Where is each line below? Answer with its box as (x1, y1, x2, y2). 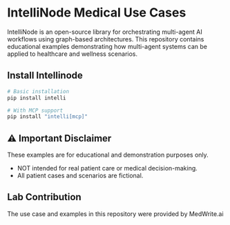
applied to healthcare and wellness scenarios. (7, 50, 138, 58)
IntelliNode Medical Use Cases (7, 5, 186, 21)
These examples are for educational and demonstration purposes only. (7, 150, 209, 159)
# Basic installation (7, 88, 70, 95)
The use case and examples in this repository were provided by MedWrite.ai (7, 209, 224, 218)
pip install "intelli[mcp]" (7, 113, 88, 120)
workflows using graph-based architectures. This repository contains (7, 35, 204, 43)
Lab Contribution (7, 191, 82, 203)
